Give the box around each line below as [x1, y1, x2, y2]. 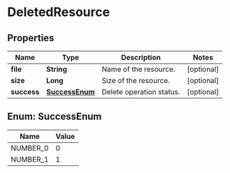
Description [121, 53, 161, 62]
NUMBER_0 [10, 143, 49, 153]
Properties [7, 32, 55, 44]
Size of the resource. [101, 76, 170, 85]
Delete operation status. [101, 87, 180, 96]
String [46, 64, 68, 74]
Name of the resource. [101, 64, 176, 74]
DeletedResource [7, 4, 110, 20]
